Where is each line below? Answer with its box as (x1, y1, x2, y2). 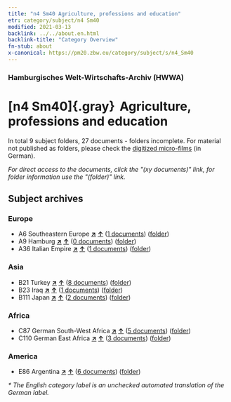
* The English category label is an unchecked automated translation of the (8, 381, 225, 389)
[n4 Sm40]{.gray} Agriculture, (8, 98, 192, 114)
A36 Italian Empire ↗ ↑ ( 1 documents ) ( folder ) (18, 245, 152, 253)
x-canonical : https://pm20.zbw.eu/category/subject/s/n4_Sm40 (8, 50, 194, 57)
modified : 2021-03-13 (8, 23, 72, 30)
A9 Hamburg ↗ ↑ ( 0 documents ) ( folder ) (18, 237, 137, 246)
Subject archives (8, 193, 84, 205)
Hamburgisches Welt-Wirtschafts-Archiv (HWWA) (8, 72, 185, 82)
